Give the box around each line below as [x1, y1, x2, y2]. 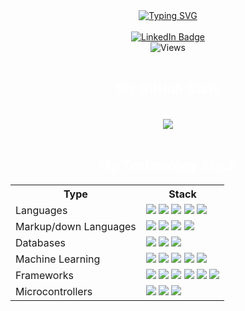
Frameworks [15, 268, 74, 282]
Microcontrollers [15, 284, 93, 298]
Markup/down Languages [15, 219, 137, 233]
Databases [15, 235, 66, 249]
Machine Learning [15, 252, 101, 266]
